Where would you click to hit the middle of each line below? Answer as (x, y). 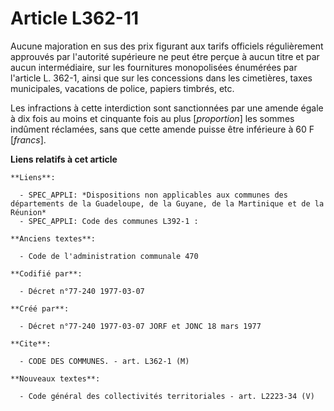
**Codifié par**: (46, 273)
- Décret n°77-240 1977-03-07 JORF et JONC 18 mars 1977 (140, 326)
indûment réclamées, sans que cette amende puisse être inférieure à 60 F (162, 129)
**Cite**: (31, 343)
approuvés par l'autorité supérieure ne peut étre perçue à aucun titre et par (165, 56)
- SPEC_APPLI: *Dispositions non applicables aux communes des (153, 195)
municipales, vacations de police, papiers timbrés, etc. (122, 88)
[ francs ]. (28, 139)
